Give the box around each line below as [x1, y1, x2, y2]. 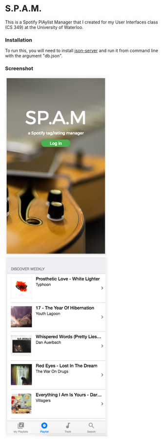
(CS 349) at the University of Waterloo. [5, 24, 84, 30]
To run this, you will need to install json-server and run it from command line [5, 47, 159, 54]
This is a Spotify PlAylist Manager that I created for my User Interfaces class [5, 19, 158, 25]
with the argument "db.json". [5, 53, 62, 59]
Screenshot [5, 65, 33, 72]
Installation [5, 36, 33, 43]
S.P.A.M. [5, 3, 42, 14]
